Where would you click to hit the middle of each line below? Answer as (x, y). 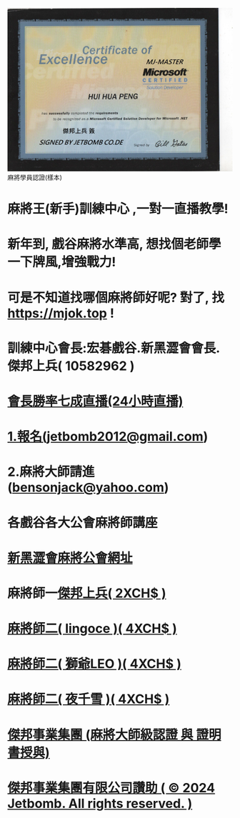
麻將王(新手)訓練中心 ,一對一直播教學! (118, 209)
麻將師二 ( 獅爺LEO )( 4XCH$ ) (95, 664)
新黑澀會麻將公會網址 (70, 558)
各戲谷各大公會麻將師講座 (83, 523)
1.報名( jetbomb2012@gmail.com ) (108, 437)
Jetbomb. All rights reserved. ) (100, 803)
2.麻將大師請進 (51, 472)
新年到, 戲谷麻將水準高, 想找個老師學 (114, 244)
